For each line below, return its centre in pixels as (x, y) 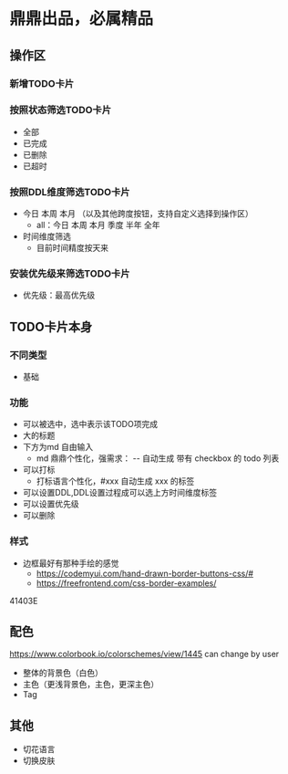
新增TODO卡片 (42, 83)
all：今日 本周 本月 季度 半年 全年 (98, 225)
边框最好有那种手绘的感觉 (71, 563)
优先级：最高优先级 (59, 295)
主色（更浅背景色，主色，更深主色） (91, 685)
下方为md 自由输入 (58, 447)
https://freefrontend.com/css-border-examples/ (126, 583)
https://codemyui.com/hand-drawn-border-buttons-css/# (144, 573)
